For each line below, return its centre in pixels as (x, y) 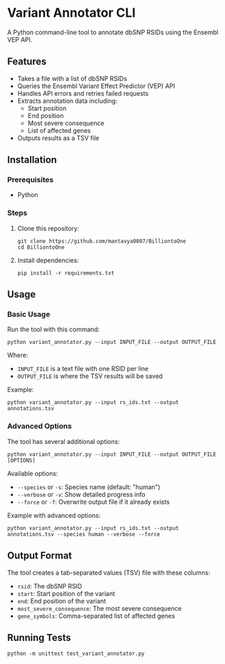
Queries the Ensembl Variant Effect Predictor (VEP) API (96, 86)
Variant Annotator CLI (71, 13)
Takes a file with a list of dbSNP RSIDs (72, 78)
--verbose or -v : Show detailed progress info (81, 494)
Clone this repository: (48, 228)
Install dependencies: (48, 260)
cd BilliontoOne (41, 247)
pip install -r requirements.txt (66, 273)
